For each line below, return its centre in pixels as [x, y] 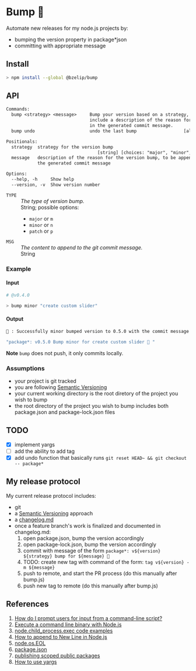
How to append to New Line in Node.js [61, 636]
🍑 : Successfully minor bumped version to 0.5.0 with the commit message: [99, 331]
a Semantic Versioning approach [54, 513]
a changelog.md [34, 519]
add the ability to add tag [44, 451]
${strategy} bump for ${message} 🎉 [66, 556]
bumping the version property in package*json [71, 39]
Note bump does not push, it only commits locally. [65, 353]
